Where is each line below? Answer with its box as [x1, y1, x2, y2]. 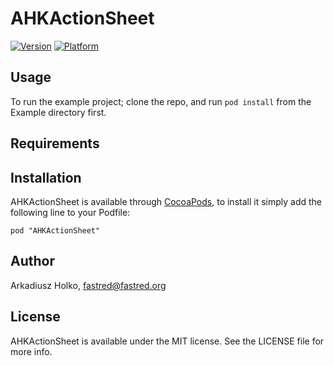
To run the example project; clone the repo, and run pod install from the [10, 95, 312, 107]
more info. [10, 345, 53, 357]
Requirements [10, 135, 100, 152]
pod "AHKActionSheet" [10, 225, 101, 236]
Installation [10, 169, 82, 186]
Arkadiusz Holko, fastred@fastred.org [10, 279, 167, 291]
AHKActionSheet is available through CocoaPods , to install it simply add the [10, 195, 322, 207]
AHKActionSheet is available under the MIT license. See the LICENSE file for [10, 335, 325, 347]
